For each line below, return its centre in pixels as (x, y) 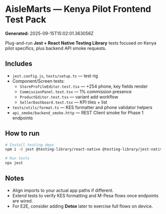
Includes (19, 64)
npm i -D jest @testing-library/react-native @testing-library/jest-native (85, 150)
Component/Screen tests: (39, 81)
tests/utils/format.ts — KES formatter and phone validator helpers (82, 107)
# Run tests (17, 159)
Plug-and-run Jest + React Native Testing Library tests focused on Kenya (81, 43)
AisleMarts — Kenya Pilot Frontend (78, 9)
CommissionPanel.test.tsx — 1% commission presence (76, 91)
